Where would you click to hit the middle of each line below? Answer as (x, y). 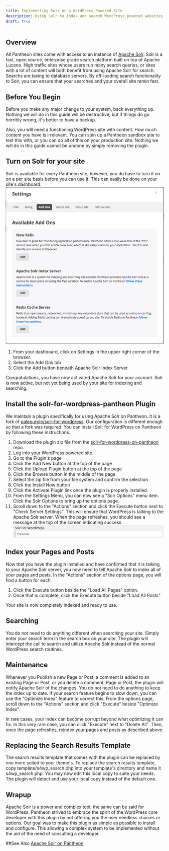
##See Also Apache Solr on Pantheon (45, 843)
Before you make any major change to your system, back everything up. (80, 109)
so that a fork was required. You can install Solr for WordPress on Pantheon (84, 427)
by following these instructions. (38, 432)
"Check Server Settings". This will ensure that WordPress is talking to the (88, 512)
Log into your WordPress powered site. (53, 453)
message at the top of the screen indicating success (67, 522)
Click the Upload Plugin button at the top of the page (67, 469)
